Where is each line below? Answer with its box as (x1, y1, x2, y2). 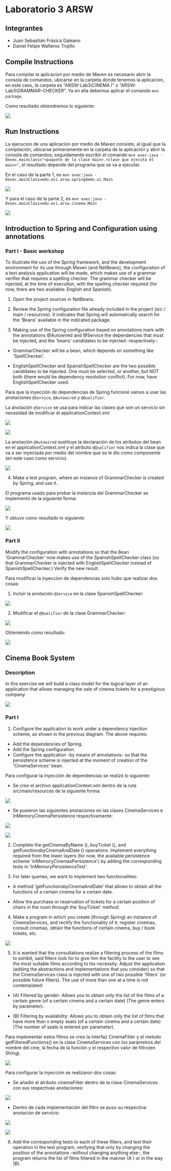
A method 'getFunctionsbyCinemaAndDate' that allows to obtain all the (12, 883, 162, 889)
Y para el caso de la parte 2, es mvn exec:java (5, 195, 102, 201)
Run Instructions (5, 127, 60, 136)
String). (5, 1050, 21, 1056)
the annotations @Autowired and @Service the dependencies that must (12, 332, 164, 338)
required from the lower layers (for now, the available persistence (12, 852, 150, 859)
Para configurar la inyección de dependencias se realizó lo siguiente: (5, 772, 151, 779)
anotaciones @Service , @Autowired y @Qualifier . (5, 394, 106, 401)
